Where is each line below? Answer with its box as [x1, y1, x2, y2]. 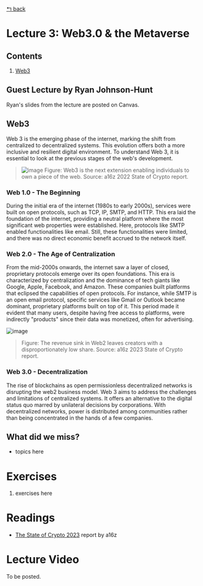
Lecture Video [6, 553, 79, 566]
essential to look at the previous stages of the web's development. [6, 154, 173, 161]
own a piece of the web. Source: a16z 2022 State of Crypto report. [21, 172, 189, 180]
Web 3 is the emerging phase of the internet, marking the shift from [6, 135, 176, 143]
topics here [15, 448, 44, 455]
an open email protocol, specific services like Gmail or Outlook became [6, 296, 185, 303]
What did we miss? [6, 431, 80, 442]
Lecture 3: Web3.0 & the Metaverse [6, 27, 190, 40]
